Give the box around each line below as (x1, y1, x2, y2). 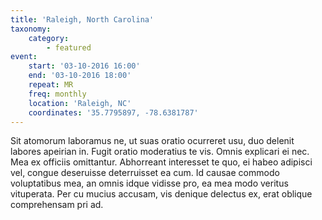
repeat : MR (28, 80, 74, 90)
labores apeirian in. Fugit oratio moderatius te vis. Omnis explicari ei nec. (10, 146, 310, 158)
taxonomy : (10, 24, 52, 34)
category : (28, 33, 70, 43)
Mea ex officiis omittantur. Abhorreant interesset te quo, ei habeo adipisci (10, 156, 313, 168)
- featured (46, 42, 92, 53)
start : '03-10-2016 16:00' (28, 61, 141, 71)
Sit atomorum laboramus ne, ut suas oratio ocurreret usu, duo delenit (10, 135, 295, 147)
